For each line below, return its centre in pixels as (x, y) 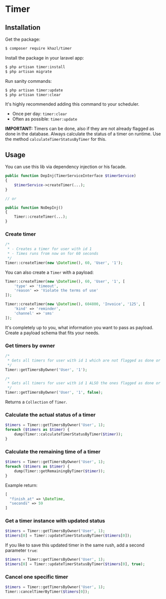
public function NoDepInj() (34, 208)
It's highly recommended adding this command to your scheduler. (72, 104)
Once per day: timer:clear (40, 114)
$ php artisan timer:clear (33, 95)
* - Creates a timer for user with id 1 (50, 249)
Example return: (22, 485)
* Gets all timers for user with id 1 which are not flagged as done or (84, 360)
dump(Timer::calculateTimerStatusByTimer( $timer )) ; (68, 434)
